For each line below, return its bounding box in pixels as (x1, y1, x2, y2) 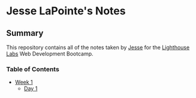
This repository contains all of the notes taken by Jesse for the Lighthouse (6, 44, 190, 51)
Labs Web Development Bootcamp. (6, 50, 94, 57)
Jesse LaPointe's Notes (6, 4, 126, 18)
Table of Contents (6, 65, 60, 73)
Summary (6, 28, 44, 38)
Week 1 (14, 79, 33, 86)
